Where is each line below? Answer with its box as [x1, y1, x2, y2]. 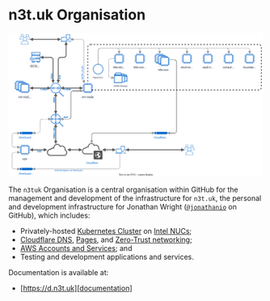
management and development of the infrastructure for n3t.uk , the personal [8, 193, 262, 203]
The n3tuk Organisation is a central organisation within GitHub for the [8, 184, 238, 194]
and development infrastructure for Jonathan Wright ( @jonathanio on [8, 201, 237, 211]
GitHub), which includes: [8, 210, 91, 220]
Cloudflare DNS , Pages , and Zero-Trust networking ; [19, 235, 192, 244]
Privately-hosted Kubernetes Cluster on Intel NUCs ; [19, 226, 192, 235]
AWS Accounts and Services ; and [19, 243, 133, 252]
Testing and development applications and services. [19, 252, 194, 261]
